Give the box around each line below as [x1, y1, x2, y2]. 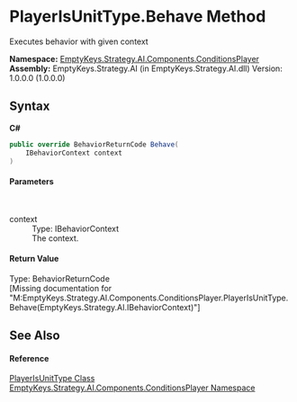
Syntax [9, 99, 50, 114]
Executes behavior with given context [9, 36, 148, 47]
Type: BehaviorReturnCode [9, 272, 111, 284]
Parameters [9, 175, 54, 186]
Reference [9, 353, 49, 363]
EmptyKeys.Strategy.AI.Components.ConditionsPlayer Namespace [9, 382, 256, 393]
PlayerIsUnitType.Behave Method [9, 6, 266, 27]
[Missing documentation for [9, 282, 112, 293]
